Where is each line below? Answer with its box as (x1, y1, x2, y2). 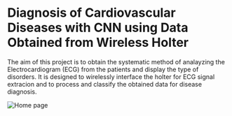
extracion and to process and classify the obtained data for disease (7, 80, 202, 88)
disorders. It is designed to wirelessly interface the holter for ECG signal (7, 72, 215, 81)
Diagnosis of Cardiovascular (7, 5, 177, 21)
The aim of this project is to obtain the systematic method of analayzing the (7, 57, 226, 66)
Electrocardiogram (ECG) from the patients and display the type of (7, 65, 199, 73)
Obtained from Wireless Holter (7, 35, 189, 50)
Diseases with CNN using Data (7, 20, 189, 36)
